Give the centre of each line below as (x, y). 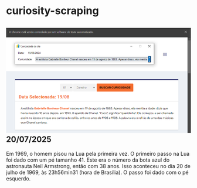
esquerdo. (18, 178)
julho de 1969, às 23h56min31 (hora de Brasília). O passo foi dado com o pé (97, 172)
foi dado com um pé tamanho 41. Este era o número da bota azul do (88, 160)
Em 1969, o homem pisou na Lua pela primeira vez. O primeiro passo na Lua (98, 153)
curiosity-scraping (52, 11)
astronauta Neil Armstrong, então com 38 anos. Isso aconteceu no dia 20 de (98, 166)
